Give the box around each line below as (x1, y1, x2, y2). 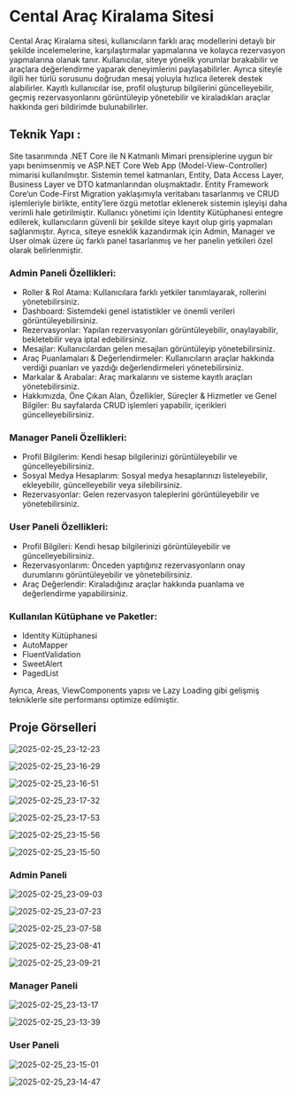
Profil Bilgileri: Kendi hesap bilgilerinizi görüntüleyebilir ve (21, 540, 231, 551)
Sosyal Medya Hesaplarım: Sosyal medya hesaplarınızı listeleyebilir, (21, 470, 268, 481)
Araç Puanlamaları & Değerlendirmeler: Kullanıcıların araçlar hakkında (21, 353, 275, 364)
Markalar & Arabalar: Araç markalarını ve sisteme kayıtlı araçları (21, 372, 253, 383)
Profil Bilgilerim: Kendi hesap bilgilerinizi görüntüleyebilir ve (21, 452, 238, 462)
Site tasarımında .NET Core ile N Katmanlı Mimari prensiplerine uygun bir (9, 151, 274, 161)
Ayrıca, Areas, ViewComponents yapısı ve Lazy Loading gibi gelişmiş (9, 685, 260, 695)
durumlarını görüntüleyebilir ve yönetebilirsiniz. (21, 569, 193, 579)
